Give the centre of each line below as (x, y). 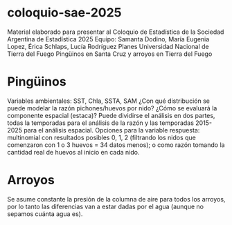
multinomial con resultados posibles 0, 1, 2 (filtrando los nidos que (101, 137)
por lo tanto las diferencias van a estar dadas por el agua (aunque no (106, 206)
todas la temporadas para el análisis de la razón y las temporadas (100, 123)
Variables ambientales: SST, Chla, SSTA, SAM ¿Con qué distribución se (108, 101)
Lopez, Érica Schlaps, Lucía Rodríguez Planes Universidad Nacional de (108, 46)
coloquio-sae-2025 (65, 13)
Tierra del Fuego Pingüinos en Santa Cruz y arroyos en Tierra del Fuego (110, 54)
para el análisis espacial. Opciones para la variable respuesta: (112, 130)
